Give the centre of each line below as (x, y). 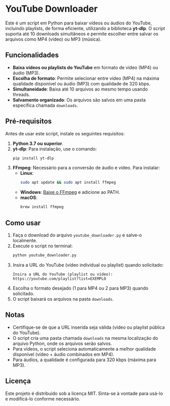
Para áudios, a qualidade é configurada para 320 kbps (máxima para (84, 360)
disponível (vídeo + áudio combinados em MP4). (63, 354)
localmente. (25, 240)
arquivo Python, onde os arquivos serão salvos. (62, 343)
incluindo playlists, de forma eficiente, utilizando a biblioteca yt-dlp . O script (85, 28)
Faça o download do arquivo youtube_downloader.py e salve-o (77, 235)
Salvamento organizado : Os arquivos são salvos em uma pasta (79, 100)
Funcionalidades (32, 55)
